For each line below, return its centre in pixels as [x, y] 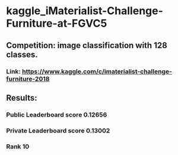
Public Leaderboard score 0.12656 [57, 115]
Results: [22, 98]
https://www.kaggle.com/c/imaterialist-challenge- [97, 71]
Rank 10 [18, 146]
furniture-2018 [28, 79]
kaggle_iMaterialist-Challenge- [85, 11]
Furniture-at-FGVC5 [57, 23]
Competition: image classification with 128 [87, 45]
